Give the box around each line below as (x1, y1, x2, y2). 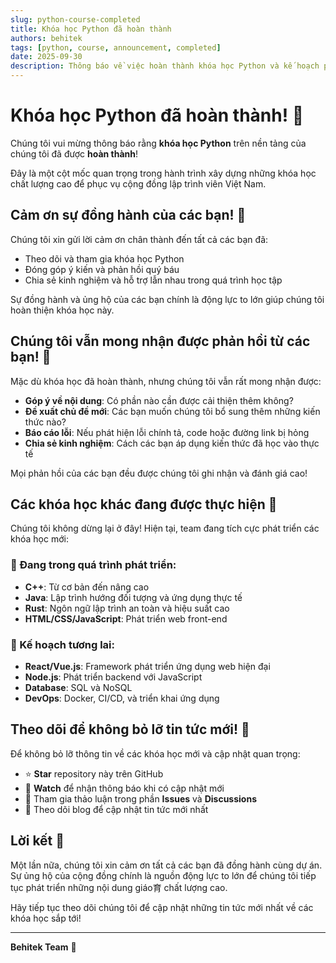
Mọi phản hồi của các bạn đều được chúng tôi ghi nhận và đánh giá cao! (10, 467, 308, 479)
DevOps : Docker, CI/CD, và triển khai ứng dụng (24, 692, 220, 704)
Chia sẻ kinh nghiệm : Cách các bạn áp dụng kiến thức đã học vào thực (24, 437, 320, 449)
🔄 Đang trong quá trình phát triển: (10, 558, 177, 572)
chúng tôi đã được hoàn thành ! (10, 147, 139, 160)
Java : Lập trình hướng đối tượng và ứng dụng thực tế (24, 591, 243, 603)
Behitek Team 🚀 (10, 941, 77, 953)
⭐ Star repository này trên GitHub (24, 767, 164, 780)
